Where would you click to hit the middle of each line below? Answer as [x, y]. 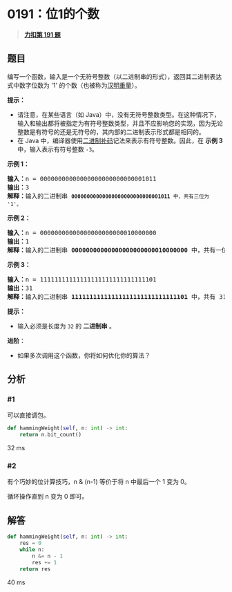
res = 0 [30, 544]
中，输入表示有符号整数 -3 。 [58, 149]
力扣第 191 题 [42, 35]
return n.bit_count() [50, 435]
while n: [32, 550]
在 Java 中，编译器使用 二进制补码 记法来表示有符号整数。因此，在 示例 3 [120, 140]
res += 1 [45, 562]
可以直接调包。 [28, 415]
